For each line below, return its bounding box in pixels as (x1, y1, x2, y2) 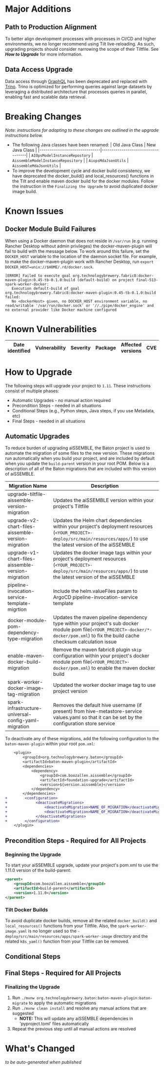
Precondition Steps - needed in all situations (12, 403, 102, 408)
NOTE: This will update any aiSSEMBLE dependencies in (19, 1015, 133, 1021)
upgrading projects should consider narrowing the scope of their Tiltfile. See (5, 46, 159, 52)
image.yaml (5, 929, 27, 934)
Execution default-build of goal (11, 286, 80, 291)
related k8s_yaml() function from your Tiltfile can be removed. (5, 938, 129, 944)
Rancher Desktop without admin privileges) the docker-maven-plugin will (5, 243, 152, 249)
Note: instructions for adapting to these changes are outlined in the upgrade (5, 127, 159, 133)
